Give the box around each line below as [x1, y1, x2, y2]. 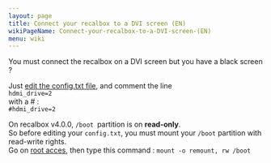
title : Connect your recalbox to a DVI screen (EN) [8, 19, 186, 28]
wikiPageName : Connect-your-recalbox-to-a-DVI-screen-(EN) [8, 27, 212, 35]
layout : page [8, 11, 53, 20]
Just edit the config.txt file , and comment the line [8, 81, 172, 91]
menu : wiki [8, 34, 45, 43]
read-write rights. [8, 137, 67, 147]
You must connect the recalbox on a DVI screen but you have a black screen [8, 57, 263, 66]
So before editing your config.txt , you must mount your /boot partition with [8, 128, 262, 138]
